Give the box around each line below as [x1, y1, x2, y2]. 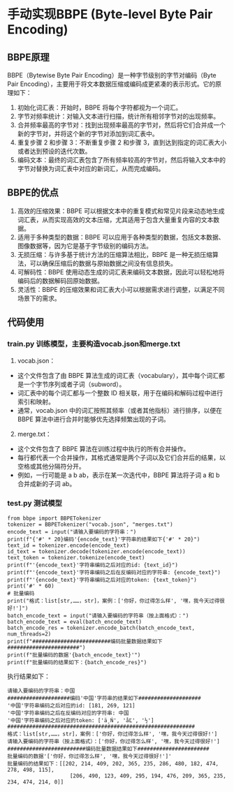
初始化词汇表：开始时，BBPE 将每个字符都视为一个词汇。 [17, 103, 182, 112]
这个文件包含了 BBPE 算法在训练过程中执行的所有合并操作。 [17, 444, 190, 453]
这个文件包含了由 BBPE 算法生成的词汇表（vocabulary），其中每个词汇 [17, 371, 219, 379]
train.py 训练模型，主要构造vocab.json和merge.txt [7, 339, 180, 349]
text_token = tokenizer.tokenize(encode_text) [7, 554, 145, 561]
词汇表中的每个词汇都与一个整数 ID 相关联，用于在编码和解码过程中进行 [17, 388, 224, 397]
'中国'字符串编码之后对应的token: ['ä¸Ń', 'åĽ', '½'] [7, 717, 154, 724]
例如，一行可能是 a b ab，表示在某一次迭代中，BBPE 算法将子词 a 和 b [17, 471, 220, 479]
